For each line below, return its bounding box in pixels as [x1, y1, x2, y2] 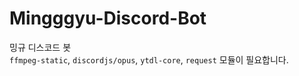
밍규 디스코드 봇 [9, 41, 72, 53]
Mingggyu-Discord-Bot [9, 7, 207, 30]
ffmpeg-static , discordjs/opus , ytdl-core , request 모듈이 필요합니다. [9, 53, 289, 66]
